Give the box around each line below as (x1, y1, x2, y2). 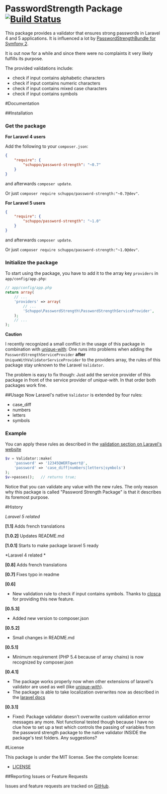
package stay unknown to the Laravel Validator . (5, 362, 104, 368)
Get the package (5, 122, 46, 129)
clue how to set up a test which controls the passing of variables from (12, 724, 156, 730)
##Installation (5, 110, 33, 116)
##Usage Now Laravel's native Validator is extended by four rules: (5, 392, 143, 398)
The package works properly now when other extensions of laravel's (12, 678, 153, 684)
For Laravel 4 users (5, 134, 46, 140)
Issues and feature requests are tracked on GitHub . (5, 783, 110, 789)
